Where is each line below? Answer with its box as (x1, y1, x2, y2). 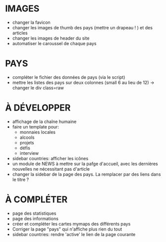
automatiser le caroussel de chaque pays (12, 40, 97, 46)
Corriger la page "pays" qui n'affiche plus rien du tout (12, 226, 122, 232)
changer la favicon (12, 19, 51, 25)
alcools (19, 134, 35, 140)
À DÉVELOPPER (5, 102, 71, 114)
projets (19, 139, 34, 145)
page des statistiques (12, 210, 56, 216)
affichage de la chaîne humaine (12, 119, 77, 124)
